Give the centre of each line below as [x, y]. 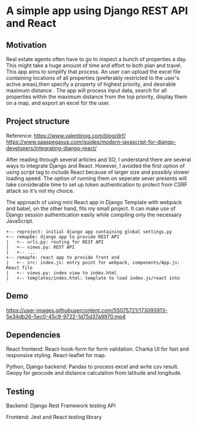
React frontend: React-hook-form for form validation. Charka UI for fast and [98, 349]
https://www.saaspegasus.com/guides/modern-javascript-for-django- [91, 142]
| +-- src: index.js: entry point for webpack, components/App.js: [93, 262]
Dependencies [33, 335]
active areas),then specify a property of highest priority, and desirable [91, 84]
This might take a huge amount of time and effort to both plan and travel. [94, 65]
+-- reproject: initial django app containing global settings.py [89, 232]
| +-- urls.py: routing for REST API [55, 242]
